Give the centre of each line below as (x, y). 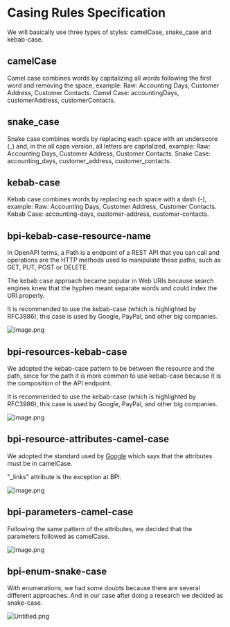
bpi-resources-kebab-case (67, 352)
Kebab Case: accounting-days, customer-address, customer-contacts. (108, 214)
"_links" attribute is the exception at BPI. (64, 476)
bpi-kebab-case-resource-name (79, 236)
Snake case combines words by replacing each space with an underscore (113, 139)
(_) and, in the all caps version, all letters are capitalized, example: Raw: (109, 146)
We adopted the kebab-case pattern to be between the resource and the (111, 368)
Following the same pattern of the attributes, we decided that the (100, 528)
